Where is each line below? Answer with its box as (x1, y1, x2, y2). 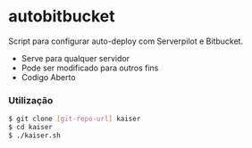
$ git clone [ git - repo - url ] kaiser (8, 114, 141, 124)
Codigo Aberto (21, 71, 77, 82)
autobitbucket (8, 6, 115, 27)
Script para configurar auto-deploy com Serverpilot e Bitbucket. (8, 36, 243, 46)
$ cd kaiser (8, 123, 53, 132)
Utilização (8, 94, 54, 106)
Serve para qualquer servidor (21, 53, 130, 63)
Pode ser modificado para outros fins (21, 62, 159, 73)
